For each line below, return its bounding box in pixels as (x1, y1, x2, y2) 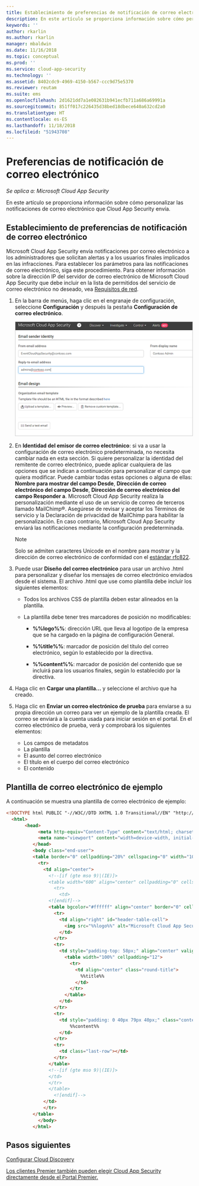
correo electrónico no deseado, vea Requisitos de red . (6, 285, 139, 293)
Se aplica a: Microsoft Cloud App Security (6, 187, 110, 194)
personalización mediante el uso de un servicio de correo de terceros (14, 499, 185, 506)
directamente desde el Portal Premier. (6, 1174, 99, 1181)
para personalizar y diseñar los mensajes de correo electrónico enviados (14, 572, 193, 579)
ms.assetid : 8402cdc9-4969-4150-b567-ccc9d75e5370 (6, 79, 134, 84)
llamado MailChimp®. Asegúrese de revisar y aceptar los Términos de (14, 506, 185, 513)
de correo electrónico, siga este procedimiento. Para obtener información (6, 266, 185, 274)
